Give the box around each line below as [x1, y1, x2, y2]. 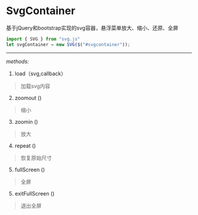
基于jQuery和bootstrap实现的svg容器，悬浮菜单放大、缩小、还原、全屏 [6, 24, 179, 31]
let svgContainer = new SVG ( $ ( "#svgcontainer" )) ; [6, 41, 131, 48]
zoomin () [14, 118, 38, 125]
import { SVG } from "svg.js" [6, 36, 81, 42]
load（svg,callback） [14, 70, 67, 77]
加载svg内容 [20, 82, 51, 90]
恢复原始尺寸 [20, 154, 52, 161]
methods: [6, 58, 29, 65]
